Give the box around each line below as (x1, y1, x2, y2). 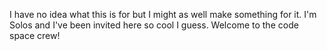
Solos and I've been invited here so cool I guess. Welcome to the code (9, 19, 299, 31)
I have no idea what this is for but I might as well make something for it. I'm (9, 9, 317, 20)
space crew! (9, 30, 61, 41)
